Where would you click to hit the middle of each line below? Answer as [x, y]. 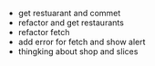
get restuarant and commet [69, 13]
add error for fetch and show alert [82, 42]
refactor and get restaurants [71, 23]
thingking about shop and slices [78, 52]
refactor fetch [44, 32]
